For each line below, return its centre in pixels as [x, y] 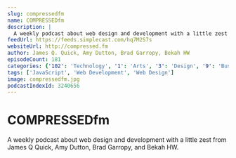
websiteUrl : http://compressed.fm [58, 46]
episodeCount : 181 [34, 60]
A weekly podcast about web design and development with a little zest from [117, 140]
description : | [29, 27]
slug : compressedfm [36, 14]
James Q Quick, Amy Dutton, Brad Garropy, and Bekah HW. [93, 147]
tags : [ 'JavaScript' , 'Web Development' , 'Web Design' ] [91, 72]
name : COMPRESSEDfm [36, 20]
